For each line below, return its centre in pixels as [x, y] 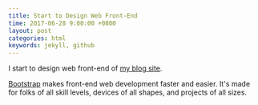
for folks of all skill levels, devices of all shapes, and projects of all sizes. [127, 92]
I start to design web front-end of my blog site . [85, 68]
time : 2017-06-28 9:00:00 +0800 [62, 23]
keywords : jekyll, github [51, 46]
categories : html [37, 38]
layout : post [30, 30]
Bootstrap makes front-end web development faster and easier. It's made [129, 84]
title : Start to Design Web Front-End [73, 16]
